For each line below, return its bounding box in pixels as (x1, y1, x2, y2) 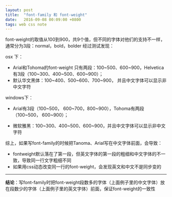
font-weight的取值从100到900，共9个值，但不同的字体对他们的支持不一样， (5, 36, 165, 42)
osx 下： (5, 54, 24, 60)
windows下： (5, 95, 33, 101)
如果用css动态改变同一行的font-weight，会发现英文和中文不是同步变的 (12, 164, 161, 170)
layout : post (5, 7, 33, 13)
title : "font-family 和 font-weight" (5, 12, 88, 17)
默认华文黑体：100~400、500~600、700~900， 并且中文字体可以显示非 (12, 77, 167, 83)
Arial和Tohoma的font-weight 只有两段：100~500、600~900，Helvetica (12, 64, 164, 71)
